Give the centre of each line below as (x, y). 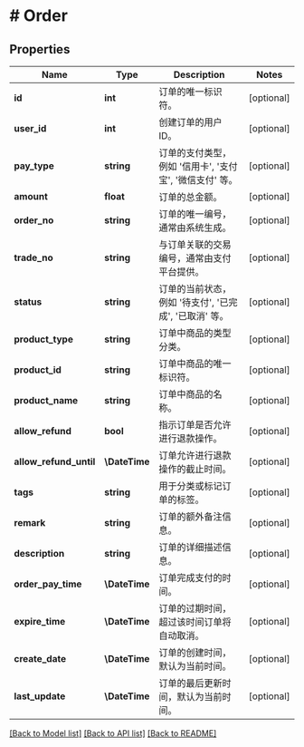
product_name (46, 400)
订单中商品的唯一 (195, 364)
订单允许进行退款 (195, 456)
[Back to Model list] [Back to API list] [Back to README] (113, 733)
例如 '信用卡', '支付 (198, 166)
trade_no (33, 257)
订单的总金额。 (190, 197)
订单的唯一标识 (190, 92)
